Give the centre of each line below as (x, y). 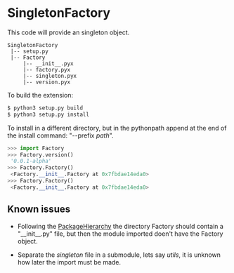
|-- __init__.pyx (48, 64)
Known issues (39, 209)
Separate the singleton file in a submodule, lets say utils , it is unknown (119, 255)
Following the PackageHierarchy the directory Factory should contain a (120, 226)
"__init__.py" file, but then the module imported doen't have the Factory (120, 234)
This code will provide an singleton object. (69, 32)
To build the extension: (40, 95)
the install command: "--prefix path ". (60, 135)
